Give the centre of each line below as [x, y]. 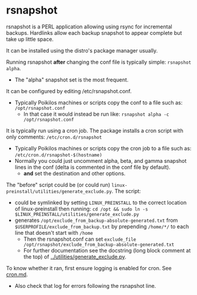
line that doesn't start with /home [54, 232]
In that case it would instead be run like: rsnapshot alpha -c [96, 114]
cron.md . [17, 274]
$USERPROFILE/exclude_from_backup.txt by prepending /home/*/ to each [102, 226]
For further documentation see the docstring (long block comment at [107, 250]
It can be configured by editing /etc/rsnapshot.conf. [69, 91]
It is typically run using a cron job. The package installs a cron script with [95, 130]
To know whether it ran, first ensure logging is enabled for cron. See [89, 268]
